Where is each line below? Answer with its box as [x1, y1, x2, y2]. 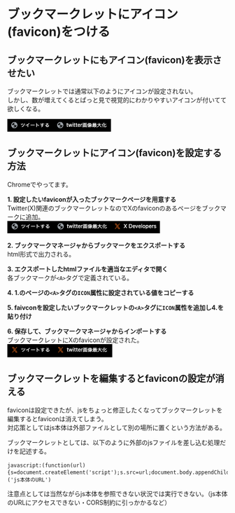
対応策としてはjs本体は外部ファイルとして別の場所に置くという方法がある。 [7, 423, 226, 432]
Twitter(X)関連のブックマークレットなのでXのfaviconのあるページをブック [7, 204, 221, 212]
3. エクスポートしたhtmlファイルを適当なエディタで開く [7, 264, 169, 273]
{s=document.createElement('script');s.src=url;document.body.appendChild [7, 469, 230, 476]
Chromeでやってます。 [7, 180, 72, 189]
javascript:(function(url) [7, 462, 86, 469]
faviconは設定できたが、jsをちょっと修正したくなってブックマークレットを [7, 406, 223, 414]
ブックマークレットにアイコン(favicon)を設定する [7, 147, 222, 159]
